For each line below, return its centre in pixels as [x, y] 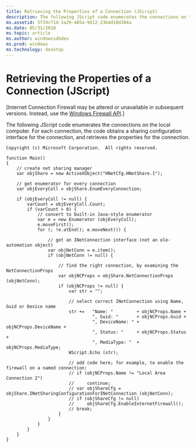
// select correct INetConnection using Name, [126, 301]
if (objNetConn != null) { [80, 255]
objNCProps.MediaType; [34, 347]
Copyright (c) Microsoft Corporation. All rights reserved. [82, 148]
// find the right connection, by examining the [118, 266]
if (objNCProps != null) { [91, 286]
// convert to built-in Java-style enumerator [95, 214]
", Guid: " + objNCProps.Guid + [139, 316]
